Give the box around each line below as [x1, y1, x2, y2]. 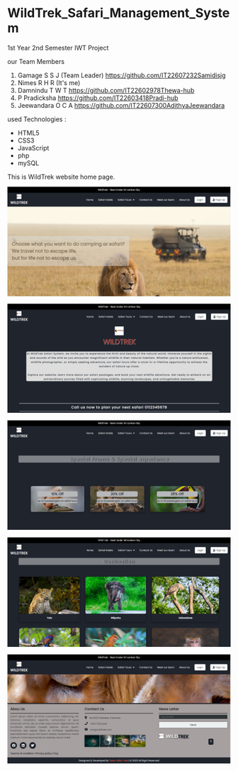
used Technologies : [7, 115, 67, 123]
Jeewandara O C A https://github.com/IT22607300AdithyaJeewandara [17, 101, 225, 109]
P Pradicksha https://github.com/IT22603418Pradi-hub [17, 94, 178, 102]
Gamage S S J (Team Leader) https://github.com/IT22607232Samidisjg [17, 71, 226, 79]
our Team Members [7, 57, 65, 65]
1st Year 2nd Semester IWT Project [7, 43, 109, 52]
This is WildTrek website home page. [7, 172, 115, 181]
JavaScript [17, 143, 50, 152]
